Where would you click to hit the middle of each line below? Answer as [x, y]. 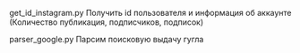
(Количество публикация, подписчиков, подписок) [107, 22]
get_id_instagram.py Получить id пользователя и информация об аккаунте [150, 13]
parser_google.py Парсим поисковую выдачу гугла [107, 39]
